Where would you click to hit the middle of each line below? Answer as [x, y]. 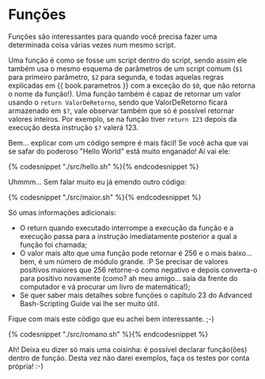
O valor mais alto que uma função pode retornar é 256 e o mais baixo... [136, 253]
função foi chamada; [53, 244]
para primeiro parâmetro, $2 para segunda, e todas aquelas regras [116, 77]
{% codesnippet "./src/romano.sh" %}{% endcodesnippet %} [108, 334]
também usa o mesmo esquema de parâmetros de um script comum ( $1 [125, 68]
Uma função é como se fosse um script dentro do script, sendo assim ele [128, 60]
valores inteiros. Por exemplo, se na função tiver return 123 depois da [123, 119]
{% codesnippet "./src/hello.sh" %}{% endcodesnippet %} [104, 166]
